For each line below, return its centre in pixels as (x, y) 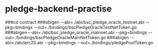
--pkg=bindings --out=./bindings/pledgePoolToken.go (99, 42)
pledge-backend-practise (59, 9)
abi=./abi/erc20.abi (24, 42)
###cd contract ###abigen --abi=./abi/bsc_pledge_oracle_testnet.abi (75, 22)
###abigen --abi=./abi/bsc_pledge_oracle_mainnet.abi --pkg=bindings (76, 32)
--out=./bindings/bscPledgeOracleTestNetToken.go (86, 27)
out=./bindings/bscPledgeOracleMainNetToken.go (56, 37)
